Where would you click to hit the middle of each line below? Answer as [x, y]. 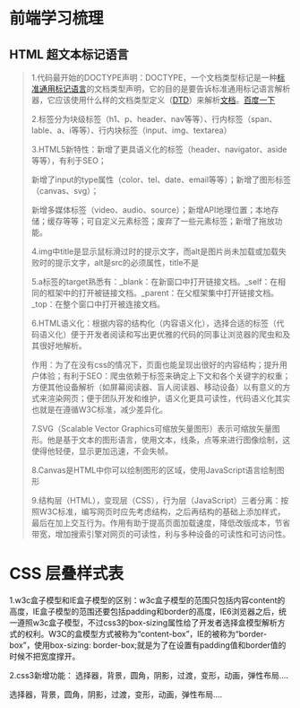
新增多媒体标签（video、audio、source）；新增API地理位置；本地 [151, 210]
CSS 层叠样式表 [67, 574]
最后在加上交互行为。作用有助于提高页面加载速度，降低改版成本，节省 [161, 523]
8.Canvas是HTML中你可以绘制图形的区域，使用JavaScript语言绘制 [154, 470]
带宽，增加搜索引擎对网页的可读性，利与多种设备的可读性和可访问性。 [161, 534]
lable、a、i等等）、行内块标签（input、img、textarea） [131, 130]
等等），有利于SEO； [69, 161]
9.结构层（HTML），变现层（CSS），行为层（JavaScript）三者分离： [156, 500]
